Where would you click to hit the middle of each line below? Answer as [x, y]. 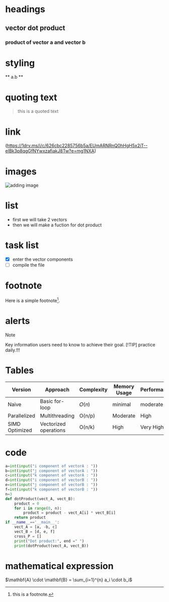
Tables [20, 370]
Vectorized [53, 424]
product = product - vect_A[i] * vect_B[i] [69, 513]
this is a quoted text [38, 111]
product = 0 [27, 503]
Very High [152, 427]
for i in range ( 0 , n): [38, 508]
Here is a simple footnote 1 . [33, 300]
